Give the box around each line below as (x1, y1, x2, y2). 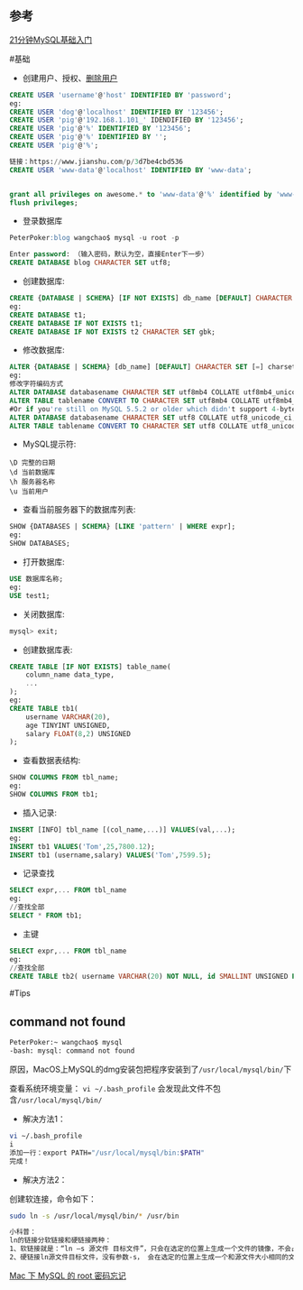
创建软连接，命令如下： (9, 1193, 96, 1204)
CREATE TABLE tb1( (9, 704, 78, 713)
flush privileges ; (9, 198, 78, 207)
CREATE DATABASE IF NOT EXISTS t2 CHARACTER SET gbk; (9, 327, 216, 336)
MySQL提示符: (22, 438, 77, 449)
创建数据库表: (22, 644, 73, 655)
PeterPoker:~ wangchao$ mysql (9, 1038, 124, 1047)
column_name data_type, (25, 670, 115, 679)
